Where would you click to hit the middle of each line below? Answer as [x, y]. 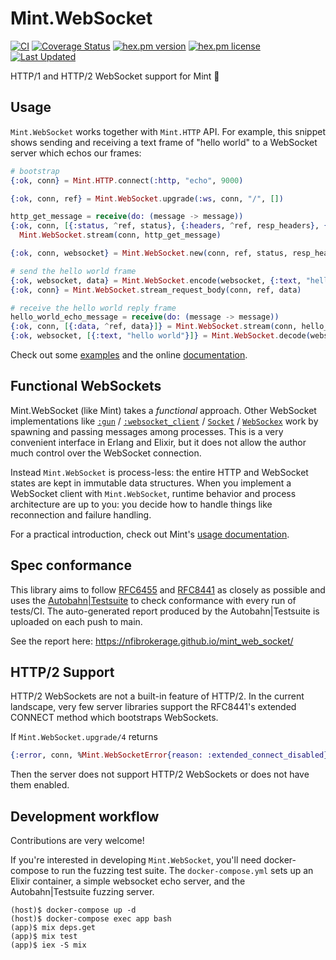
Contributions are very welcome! [77, 841]
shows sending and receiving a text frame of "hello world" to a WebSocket [164, 142]
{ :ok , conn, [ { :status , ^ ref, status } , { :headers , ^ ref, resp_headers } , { [169, 226]
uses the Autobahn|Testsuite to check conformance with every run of [153, 600]
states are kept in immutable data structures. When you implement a [151, 483]
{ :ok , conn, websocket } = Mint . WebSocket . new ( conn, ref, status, [149, 253]
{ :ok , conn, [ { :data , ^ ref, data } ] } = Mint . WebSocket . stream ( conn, [154, 327]
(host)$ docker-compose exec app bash [91, 919]
